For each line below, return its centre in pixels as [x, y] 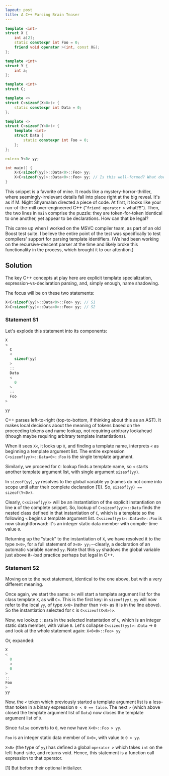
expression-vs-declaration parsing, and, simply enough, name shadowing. [82, 283]
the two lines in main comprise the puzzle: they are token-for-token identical [84, 213]
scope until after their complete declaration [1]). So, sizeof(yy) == [74, 487]
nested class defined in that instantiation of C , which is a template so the [80, 513]
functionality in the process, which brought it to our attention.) [69, 250]
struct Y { [17, 66]
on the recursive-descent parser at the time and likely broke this [72, 244]
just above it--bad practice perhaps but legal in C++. [60, 555]
